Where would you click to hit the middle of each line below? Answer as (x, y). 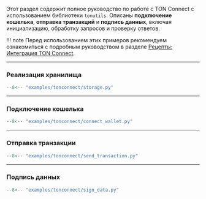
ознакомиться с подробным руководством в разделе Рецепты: (90, 47)
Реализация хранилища (44, 75)
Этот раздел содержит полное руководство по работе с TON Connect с (100, 9)
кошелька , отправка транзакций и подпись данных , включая (89, 22)
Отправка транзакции (41, 143)
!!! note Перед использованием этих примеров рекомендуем (87, 40)
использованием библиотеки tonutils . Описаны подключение (89, 15)
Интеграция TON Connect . (41, 53)
